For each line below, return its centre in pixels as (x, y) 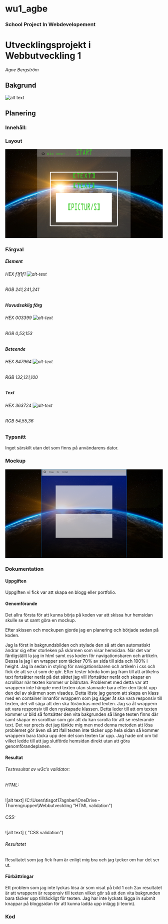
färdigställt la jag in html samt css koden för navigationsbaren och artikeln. (82, 656)
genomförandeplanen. (28, 746)
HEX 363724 (18, 405)
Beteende (15, 349)
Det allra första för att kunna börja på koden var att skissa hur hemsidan (79, 614)
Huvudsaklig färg (24, 305)
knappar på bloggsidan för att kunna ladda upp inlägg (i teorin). (70, 903)
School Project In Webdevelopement (50, 25)
